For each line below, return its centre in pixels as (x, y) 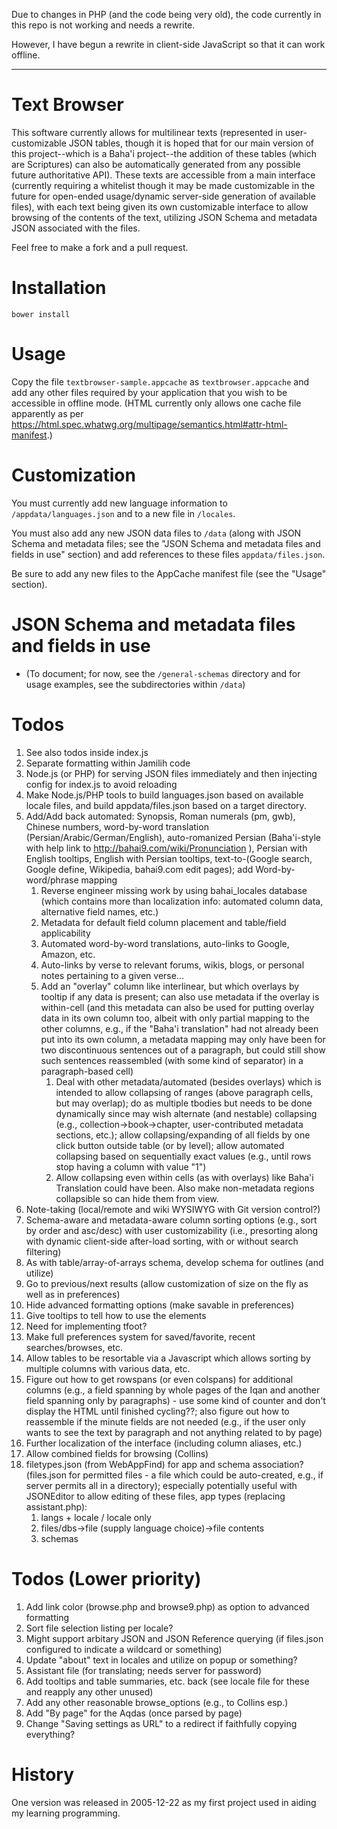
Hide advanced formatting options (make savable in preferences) (160, 1305)
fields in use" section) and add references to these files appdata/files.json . (168, 554)
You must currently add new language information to (119, 503)
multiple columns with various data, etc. (108, 1368)
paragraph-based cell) (87, 1071)
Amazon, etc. (68, 954)
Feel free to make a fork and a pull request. (100, 247)
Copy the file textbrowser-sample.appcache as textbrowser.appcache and (160, 381)
